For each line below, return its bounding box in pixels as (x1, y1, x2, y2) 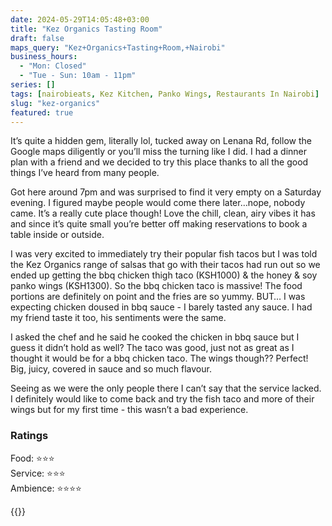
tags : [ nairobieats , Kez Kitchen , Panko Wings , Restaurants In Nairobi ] (10, 89, 320, 99)
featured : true (10, 107, 74, 118)
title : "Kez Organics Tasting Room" (10, 24, 163, 34)
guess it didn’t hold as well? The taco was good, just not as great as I (10, 342, 295, 354)
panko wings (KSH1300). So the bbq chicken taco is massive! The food (10, 280, 303, 292)
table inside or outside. (10, 229, 105, 241)
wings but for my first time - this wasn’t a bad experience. (10, 404, 249, 416)
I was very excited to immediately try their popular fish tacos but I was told (10, 248, 318, 260)
